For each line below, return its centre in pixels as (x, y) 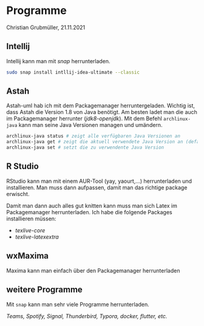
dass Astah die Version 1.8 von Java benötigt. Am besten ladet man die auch (102, 112)
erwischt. (18, 194)
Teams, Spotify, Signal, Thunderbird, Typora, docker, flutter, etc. (87, 316)
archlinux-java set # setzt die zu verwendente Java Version (85, 148)
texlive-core (30, 230)
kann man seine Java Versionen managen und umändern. (90, 125)
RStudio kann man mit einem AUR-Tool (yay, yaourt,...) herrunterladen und (99, 181)
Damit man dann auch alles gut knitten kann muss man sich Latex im (92, 205)
